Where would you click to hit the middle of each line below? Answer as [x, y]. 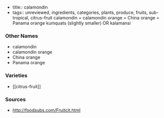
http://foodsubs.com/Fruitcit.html [46, 110]
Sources [15, 99]
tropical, [21, 18]
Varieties [16, 76]
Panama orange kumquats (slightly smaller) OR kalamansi [72, 23]
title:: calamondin [30, 7]
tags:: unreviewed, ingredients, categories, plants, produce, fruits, [80, 12]
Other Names [22, 36]
